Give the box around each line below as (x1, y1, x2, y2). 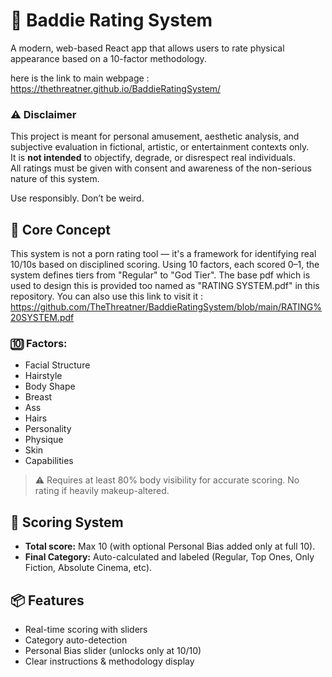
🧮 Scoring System (10, 514, 124, 531)
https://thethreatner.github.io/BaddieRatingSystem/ (10, 82, 222, 94)
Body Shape (24, 380, 76, 393)
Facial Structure (24, 359, 91, 371)
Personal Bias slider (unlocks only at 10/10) (24, 644, 202, 656)
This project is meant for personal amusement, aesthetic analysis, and (10, 130, 300, 143)
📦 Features (10, 592, 85, 609)
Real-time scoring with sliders (24, 623, 148, 635)
